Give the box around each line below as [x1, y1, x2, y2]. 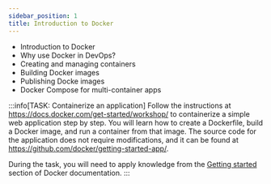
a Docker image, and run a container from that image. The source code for [8, 126, 257, 136]
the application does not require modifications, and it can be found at [8, 135, 239, 144]
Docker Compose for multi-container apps [19, 84, 162, 94]
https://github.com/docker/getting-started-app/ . [8, 143, 169, 153]
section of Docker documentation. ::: [8, 168, 131, 178]
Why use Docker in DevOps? [19, 50, 116, 60]
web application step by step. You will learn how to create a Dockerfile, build [8, 118, 264, 127]
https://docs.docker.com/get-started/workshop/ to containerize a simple [8, 109, 251, 118]
